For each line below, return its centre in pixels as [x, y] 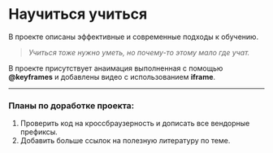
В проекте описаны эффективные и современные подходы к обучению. [133, 37]
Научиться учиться [78, 14]
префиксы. [39, 132]
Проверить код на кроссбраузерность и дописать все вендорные [135, 124]
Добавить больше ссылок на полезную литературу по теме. [125, 141]
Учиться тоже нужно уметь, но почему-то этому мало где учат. [139, 52]
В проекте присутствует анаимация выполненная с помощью [116, 68]
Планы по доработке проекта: [71, 105]
